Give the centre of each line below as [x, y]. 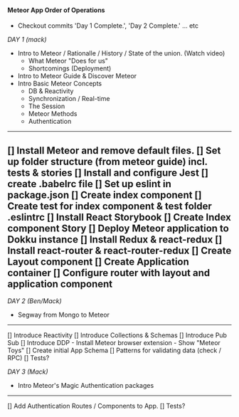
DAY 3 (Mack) [28, 372]
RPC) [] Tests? [28, 358]
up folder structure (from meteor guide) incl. [107, 161]
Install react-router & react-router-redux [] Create [119, 250]
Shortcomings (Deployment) [70, 68]
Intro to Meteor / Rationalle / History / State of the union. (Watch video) [121, 53]
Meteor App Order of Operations [56, 10]
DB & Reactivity [51, 91]
